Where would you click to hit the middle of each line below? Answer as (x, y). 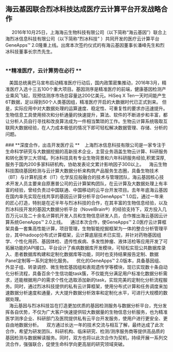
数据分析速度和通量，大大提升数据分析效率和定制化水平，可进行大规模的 (86, 293)
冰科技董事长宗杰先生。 (30, 51)
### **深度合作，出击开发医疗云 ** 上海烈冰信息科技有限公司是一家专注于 (86, 145)
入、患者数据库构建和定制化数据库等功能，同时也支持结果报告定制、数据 (82, 254)
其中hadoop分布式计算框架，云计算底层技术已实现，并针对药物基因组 (88, 235)
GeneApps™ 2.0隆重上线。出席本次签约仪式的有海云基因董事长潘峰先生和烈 (85, 45)
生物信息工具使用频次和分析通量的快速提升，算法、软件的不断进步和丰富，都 (86, 115)
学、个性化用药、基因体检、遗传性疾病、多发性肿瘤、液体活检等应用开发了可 (86, 242)
